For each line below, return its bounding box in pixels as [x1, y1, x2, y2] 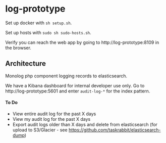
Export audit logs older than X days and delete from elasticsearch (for [12, 121, 158, 127]
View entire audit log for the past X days [12, 111, 96, 117]
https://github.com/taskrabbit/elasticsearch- [68, 127, 161, 133]
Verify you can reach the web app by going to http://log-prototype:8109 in [5, 39, 159, 45]
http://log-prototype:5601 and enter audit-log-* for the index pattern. [5, 88, 150, 94]
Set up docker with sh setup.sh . [5, 20, 72, 26]
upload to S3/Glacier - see [12, 127, 68, 133]
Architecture [5, 59, 46, 68]
